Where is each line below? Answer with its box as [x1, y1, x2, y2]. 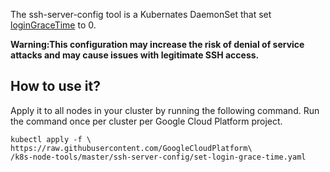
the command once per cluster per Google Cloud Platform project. [10, 115, 283, 127]
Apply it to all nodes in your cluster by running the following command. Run [10, 104, 320, 116]
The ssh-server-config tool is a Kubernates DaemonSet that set [10, 9, 272, 20]
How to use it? [10, 78, 101, 95]
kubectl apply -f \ [10, 134, 92, 144]
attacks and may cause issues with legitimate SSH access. [10, 49, 260, 61]
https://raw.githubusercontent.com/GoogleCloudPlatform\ [10, 143, 253, 153]
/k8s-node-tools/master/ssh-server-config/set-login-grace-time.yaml [10, 152, 307, 162]
